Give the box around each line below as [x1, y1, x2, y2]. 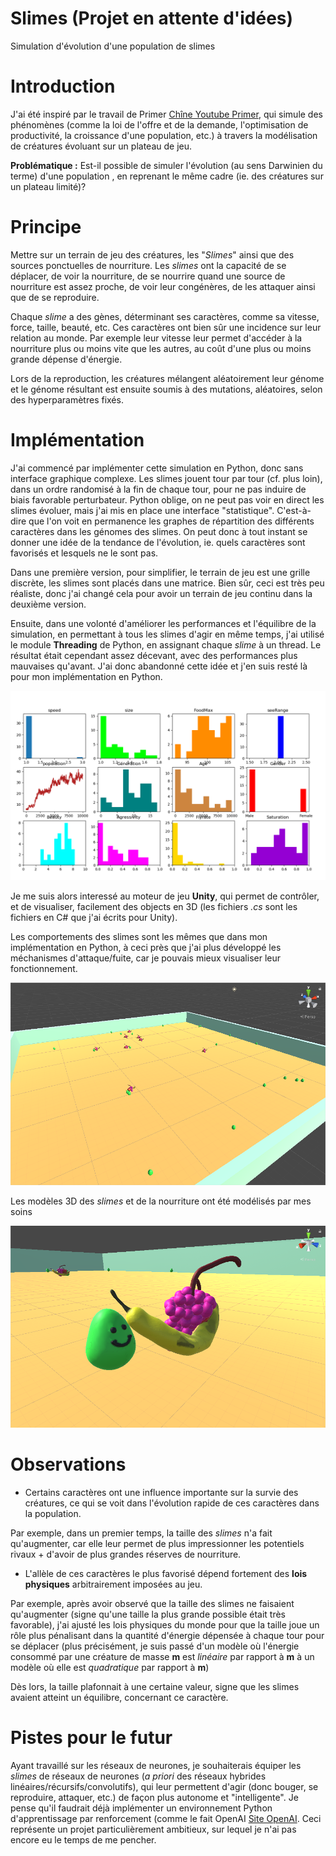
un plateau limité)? [10, 180, 87, 192]
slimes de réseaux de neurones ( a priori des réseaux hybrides [10, 1770, 267, 1782]
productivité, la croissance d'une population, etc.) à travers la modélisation [10, 129, 318, 141]
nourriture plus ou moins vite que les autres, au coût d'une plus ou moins [10, 342, 312, 354]
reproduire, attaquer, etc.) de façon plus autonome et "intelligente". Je [10, 1791, 299, 1803]
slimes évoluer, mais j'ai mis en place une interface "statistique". [10, 504, 275, 516]
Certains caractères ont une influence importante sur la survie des [24, 1486, 299, 1498]
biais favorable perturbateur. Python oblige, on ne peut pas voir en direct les [10, 493, 325, 506]
